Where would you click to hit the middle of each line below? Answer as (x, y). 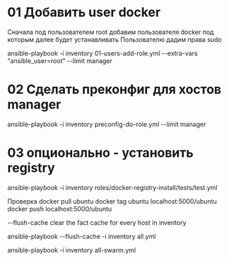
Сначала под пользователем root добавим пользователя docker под (111, 32)
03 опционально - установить (101, 153)
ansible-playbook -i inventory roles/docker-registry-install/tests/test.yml (112, 187)
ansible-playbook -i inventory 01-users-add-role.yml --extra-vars (102, 53)
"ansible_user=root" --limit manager (60, 60)
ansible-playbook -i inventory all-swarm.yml (72, 250)
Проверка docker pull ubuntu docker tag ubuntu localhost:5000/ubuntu (112, 201)
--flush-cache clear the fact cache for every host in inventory (97, 222)
